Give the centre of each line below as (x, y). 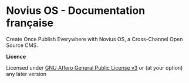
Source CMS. (22, 45)
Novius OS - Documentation (76, 11)
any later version (26, 74)
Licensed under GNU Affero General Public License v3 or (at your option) (95, 67)
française (30, 23)
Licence (16, 56)
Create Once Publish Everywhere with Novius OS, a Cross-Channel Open (95, 39)
